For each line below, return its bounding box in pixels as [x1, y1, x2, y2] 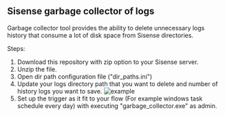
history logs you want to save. [17, 87, 103, 95]
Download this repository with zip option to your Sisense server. [17, 58, 199, 66]
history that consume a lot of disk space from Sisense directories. [7, 31, 194, 39]
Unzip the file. [17, 65, 57, 73]
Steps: [7, 44, 25, 52]
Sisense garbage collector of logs [7, 6, 155, 17]
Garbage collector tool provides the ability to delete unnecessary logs [7, 23, 205, 32]
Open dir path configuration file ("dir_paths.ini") [17, 72, 153, 81]
